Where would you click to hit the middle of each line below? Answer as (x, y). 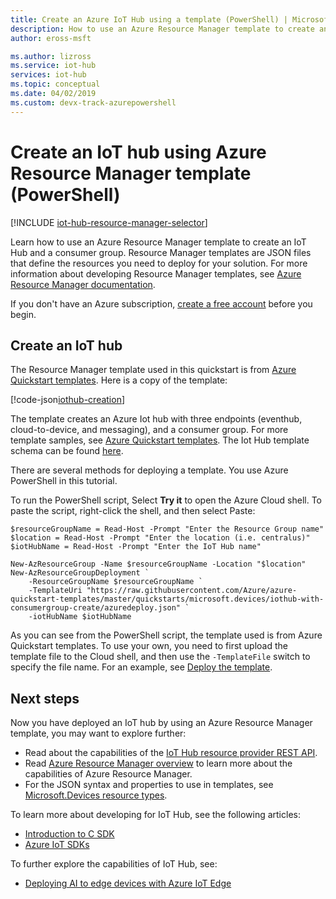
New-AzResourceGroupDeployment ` (80, 573)
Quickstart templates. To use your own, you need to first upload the (149, 646)
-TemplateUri (55, 591)
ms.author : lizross (51, 56)
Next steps (45, 698)
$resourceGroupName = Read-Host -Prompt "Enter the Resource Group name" (167, 529)
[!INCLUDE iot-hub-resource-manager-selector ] (109, 222)
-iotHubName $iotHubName (80, 617)
